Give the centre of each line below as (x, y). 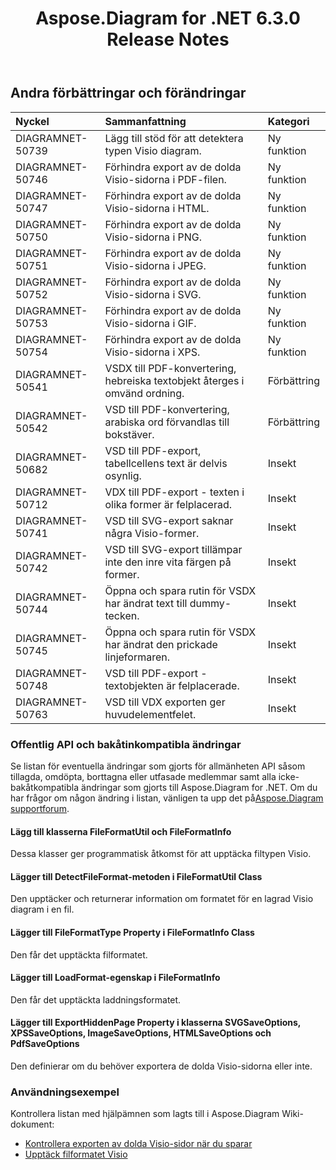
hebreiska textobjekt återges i (174, 380)
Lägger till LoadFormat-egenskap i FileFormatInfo (115, 978)
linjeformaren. (137, 657)
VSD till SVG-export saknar (169, 520)
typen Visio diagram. (153, 150)
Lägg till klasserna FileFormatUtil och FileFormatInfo (121, 831)
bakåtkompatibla (45, 787)
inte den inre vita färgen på (168, 562)
